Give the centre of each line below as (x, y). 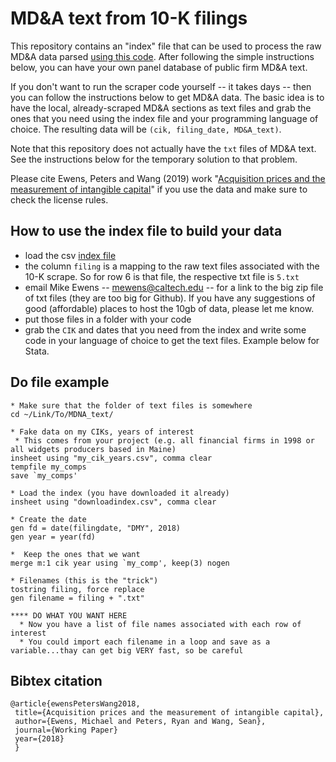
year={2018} (39, 739)
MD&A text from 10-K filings (129, 18)
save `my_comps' (44, 475)
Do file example (60, 382)
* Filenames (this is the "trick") (84, 580)
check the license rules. (59, 199)
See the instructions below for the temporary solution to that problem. (154, 159)
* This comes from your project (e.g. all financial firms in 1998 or (164, 440)
